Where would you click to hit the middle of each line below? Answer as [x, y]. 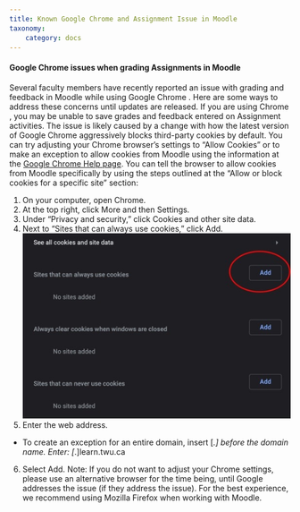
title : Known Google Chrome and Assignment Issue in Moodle [124, 19]
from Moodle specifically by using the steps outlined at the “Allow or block [146, 173]
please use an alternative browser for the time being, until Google [142, 479]
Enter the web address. [65, 425]
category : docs [54, 38]
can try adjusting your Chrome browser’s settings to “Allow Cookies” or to [145, 144]
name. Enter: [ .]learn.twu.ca [74, 452]
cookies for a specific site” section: [74, 183]
